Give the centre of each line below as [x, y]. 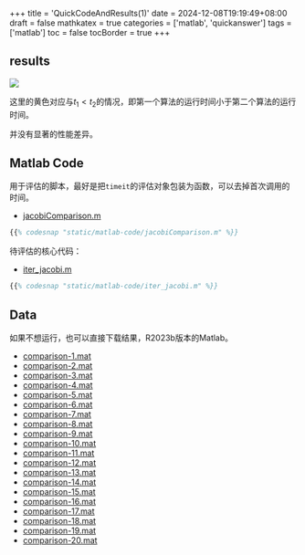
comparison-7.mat [57, 414]
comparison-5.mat [58, 394]
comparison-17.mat [58, 511]
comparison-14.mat [59, 482]
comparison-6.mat [58, 404]
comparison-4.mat [58, 385]
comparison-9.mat [58, 434]
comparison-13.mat [59, 472]
